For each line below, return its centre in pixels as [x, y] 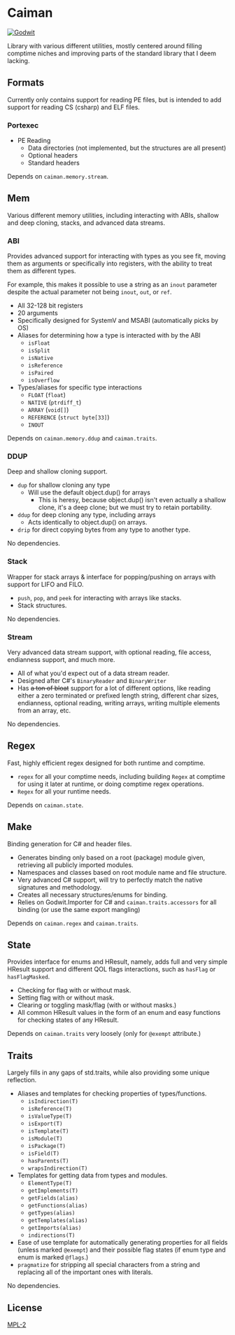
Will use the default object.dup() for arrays [89, 492]
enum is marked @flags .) [53, 1257]
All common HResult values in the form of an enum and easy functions [119, 1013]
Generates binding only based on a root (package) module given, [111, 857]
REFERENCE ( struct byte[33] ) [69, 417]
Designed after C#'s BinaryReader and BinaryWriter [92, 681]
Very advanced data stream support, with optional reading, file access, [109, 652]
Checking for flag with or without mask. [74, 990]
